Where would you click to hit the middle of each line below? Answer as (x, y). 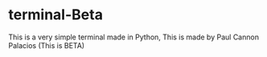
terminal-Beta (55, 15)
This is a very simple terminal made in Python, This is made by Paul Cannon (134, 37)
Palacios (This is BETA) (47, 45)
